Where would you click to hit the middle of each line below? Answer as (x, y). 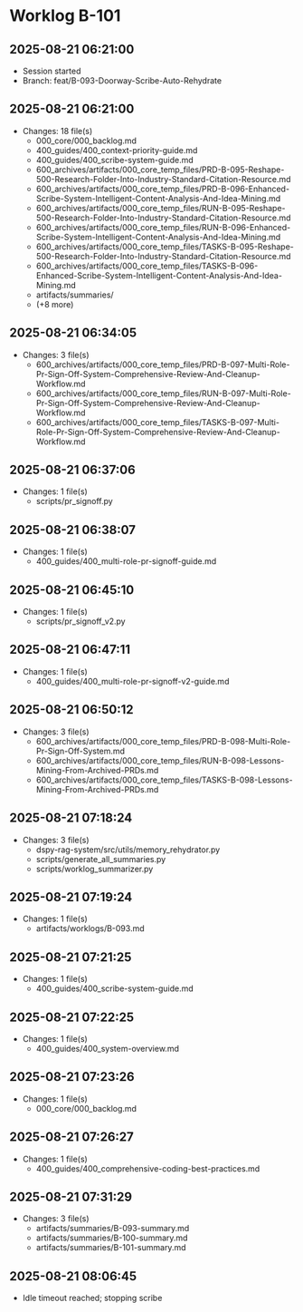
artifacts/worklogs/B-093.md (90, 928)
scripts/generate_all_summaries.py (101, 859)
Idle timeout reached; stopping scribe (92, 1298)
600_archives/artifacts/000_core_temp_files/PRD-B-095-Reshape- (160, 170)
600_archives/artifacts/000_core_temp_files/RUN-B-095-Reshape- (161, 208)
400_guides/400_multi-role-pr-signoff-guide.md (126, 561)
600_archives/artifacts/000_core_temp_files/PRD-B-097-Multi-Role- (163, 364)
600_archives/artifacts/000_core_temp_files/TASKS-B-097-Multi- (158, 422)
